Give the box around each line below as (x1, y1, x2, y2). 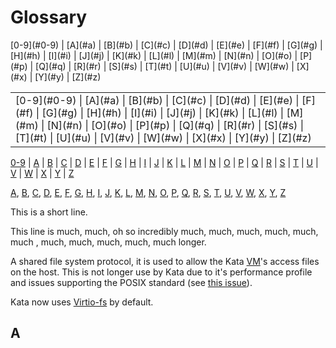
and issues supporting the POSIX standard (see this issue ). (10, 276, 253, 288)
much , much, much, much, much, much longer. (10, 236, 207, 248)
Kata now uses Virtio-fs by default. (10, 296, 154, 308)
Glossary (10, 6, 88, 29)
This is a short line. (10, 206, 88, 218)
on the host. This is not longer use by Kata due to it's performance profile (10, 266, 313, 278)
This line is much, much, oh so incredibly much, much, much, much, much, (10, 225, 319, 237)
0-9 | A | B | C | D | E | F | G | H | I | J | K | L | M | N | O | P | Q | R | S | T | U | (10, 156, 319, 168)
